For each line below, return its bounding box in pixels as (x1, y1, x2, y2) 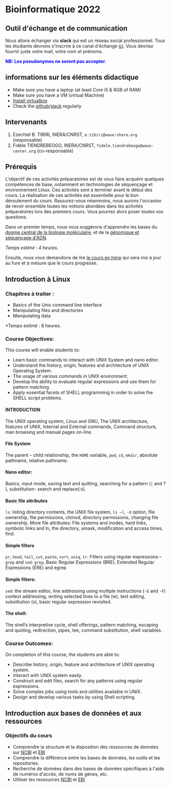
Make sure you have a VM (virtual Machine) (12, 92, 105, 98)
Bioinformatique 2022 (5, 4, 101, 15)
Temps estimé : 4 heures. (5, 244, 59, 251)
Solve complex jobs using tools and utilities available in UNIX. (12, 689, 142, 695)
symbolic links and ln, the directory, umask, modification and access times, (5, 525, 163, 531)
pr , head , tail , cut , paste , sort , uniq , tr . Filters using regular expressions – (5, 554, 162, 560)
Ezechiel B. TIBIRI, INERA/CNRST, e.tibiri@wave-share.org (12, 131, 138, 138)
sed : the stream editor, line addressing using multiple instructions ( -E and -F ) (5, 588, 166, 594)
